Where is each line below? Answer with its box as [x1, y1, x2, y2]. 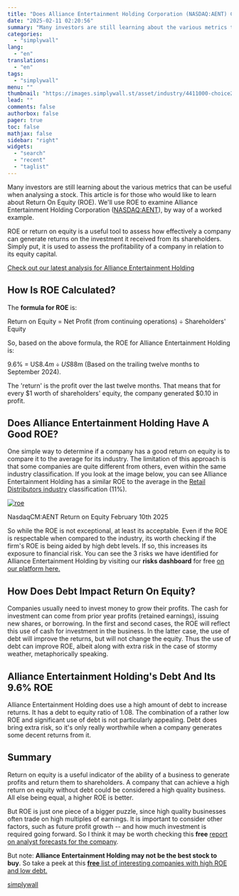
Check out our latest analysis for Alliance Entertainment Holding [7, 263, 195, 272]
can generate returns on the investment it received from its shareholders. [7, 234, 222, 243]
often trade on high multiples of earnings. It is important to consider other [7, 815, 223, 823]
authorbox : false [7, 110, 59, 117]
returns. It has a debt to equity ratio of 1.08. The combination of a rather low [7, 708, 230, 716]
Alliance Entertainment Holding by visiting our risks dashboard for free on [7, 557, 225, 565]
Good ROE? [7, 428, 59, 440]
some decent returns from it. [7, 731, 91, 739]
